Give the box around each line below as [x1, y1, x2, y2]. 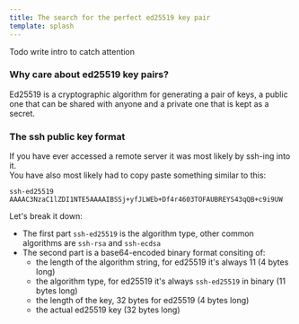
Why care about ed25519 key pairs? [9, 68, 169, 81]
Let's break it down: [9, 211, 83, 222]
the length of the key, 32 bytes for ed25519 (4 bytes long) [35, 295, 250, 306]
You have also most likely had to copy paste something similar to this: [9, 170, 267, 180]
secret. [9, 108, 36, 118]
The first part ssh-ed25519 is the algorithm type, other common [22, 228, 254, 239]
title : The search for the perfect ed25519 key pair [9, 13, 211, 22]
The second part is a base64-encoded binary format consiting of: [22, 248, 266, 258]
